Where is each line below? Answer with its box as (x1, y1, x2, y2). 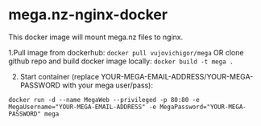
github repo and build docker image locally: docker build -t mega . (8, 56, 234, 66)
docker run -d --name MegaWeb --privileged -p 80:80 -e (8, 96, 200, 104)
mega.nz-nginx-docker (8, 6, 168, 24)
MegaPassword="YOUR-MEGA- (159, 103, 247, 111)
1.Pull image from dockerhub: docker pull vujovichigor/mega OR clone (8, 47, 244, 57)
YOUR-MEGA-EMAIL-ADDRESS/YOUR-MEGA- (100, 71, 254, 81)
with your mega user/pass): (61, 80, 153, 90)
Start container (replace (19, 71, 99, 81)
